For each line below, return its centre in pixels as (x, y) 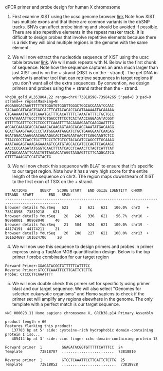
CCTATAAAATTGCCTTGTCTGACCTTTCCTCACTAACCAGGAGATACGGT (60, 119)
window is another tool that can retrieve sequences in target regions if (82, 78)
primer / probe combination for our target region (60, 257)
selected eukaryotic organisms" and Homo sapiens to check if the (78, 294)
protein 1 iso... (23, 334)
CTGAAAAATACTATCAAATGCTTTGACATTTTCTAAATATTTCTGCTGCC (60, 114)
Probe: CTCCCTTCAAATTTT (29, 274)
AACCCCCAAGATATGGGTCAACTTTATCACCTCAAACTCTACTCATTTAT (60, 148)
